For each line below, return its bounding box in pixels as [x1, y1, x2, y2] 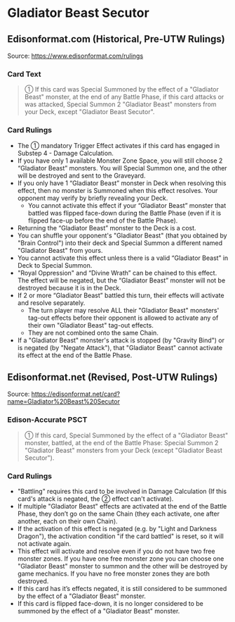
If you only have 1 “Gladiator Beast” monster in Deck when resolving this [17, 178, 227, 187]
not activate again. [17, 540, 72, 547]
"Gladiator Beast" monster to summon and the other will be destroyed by [17, 562, 228, 570]
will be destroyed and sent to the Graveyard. [17, 171, 146, 180]
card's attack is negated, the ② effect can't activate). [17, 495, 174, 503]
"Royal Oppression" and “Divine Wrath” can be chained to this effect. [17, 268, 217, 277]
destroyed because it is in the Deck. [17, 283, 121, 292]
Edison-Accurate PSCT [7, 415, 88, 425]
